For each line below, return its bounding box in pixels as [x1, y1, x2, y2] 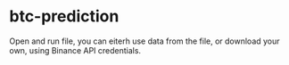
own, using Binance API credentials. [9, 45, 141, 55]
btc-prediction [9, 6, 120, 27]
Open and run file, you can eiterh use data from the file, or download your [9, 36, 280, 46]
